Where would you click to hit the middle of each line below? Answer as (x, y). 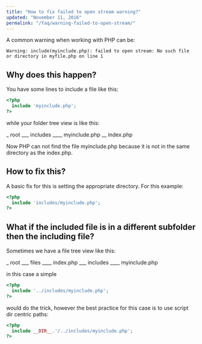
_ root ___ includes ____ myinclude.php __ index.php (69, 134)
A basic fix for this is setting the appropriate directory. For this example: (95, 186)
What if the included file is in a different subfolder (101, 227)
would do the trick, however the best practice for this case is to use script (97, 308)
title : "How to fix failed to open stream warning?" (74, 12)
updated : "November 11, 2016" (44, 17)
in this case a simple (32, 274)
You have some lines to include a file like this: (62, 89)
